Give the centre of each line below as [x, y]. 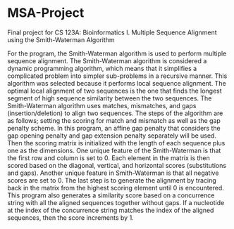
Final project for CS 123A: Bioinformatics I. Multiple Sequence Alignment [112, 32]
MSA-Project [46, 13]
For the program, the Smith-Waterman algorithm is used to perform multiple [117, 53]
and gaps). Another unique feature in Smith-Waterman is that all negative [113, 173]
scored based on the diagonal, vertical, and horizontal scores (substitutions [117, 165]
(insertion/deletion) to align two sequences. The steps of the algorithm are [115, 113]
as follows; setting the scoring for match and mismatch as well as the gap [114, 120]
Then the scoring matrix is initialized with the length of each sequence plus [116, 143]
